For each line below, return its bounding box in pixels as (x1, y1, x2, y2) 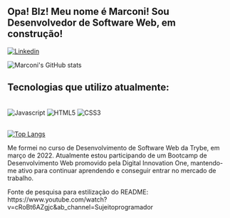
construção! (7, 28, 63, 40)
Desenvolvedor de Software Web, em (7, 17, 177, 29)
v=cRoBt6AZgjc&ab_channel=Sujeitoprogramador (7, 203, 154, 212)
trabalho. (7, 174, 34, 182)
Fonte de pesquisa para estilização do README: (7, 188, 149, 197)
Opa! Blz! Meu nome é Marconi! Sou (7, 6, 169, 18)
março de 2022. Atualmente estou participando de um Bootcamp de (7, 151, 208, 160)
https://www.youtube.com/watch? (7, 195, 108, 204)
